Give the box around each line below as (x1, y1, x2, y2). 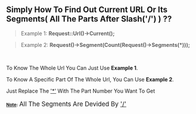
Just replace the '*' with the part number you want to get (6, 87, 155, 94)
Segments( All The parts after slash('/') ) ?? (6, 14, 172, 24)
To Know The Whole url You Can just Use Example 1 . (6, 64, 138, 71)
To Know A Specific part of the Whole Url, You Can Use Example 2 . (6, 75, 174, 83)
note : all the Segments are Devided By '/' (6, 100, 127, 108)
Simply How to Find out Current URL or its (6, 5, 168, 15)
